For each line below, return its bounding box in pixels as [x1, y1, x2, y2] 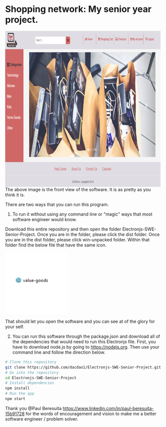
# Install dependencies [5, 381, 55, 386]
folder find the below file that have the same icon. [5, 242, 107, 248]
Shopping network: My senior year [5, 3, 152, 15]
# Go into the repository [5, 370, 59, 375]
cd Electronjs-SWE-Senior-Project [5, 375, 77, 380]
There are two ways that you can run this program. [5, 201, 109, 208]
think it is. [5, 192, 25, 198]
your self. [5, 323, 24, 330]
